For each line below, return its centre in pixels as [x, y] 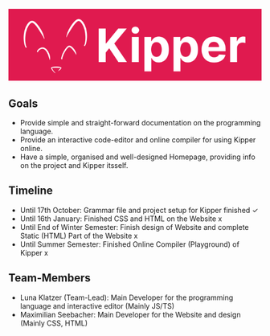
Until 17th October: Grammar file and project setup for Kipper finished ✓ [139, 210]
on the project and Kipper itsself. [74, 165]
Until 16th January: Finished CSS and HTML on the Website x [121, 219]
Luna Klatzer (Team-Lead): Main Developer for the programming [127, 297]
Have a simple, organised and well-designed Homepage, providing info [137, 157]
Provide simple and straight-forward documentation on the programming [140, 122]
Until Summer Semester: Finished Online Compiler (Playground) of [129, 244]
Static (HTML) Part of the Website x [79, 236]
